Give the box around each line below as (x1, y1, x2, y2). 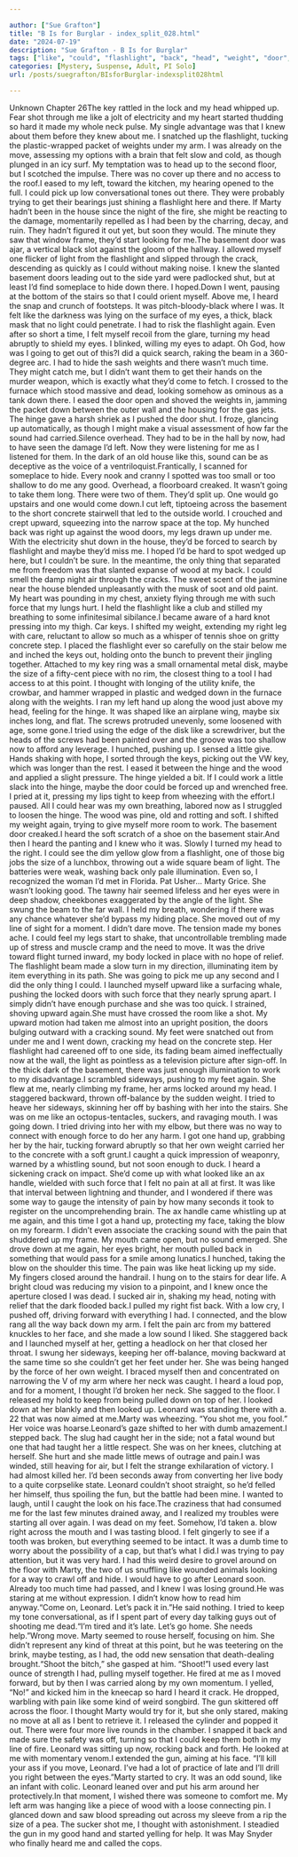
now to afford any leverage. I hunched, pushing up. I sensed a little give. (9, 743, 273, 755)
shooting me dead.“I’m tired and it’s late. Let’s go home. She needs (9, 1621, 253, 1632)
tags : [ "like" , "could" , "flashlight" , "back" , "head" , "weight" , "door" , (9, 54, 292, 63)
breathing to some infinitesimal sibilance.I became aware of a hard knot (9, 612, 271, 622)
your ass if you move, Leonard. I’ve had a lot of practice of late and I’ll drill (9, 1762, 279, 1773)
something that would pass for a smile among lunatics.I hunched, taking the (9, 1252, 286, 1263)
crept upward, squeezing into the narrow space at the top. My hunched (9, 517, 270, 528)
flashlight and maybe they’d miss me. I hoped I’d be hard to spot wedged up (9, 545, 286, 556)
